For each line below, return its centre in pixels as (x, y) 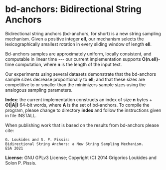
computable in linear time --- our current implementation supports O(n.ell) (82, 59)
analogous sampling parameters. (39, 90)
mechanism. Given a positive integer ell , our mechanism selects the (75, 39)
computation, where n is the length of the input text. (69, 64)
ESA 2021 (14, 148)
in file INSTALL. (21, 115)
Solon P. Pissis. (21, 163)
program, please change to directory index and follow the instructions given (83, 110)
